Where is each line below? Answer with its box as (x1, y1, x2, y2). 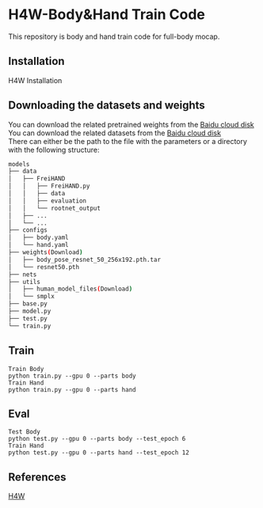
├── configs (8, 226, 48, 234)
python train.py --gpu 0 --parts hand (8, 385, 136, 393)
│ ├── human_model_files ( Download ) (8, 285, 133, 294)
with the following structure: (8, 145, 100, 154)
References (8, 470, 67, 483)
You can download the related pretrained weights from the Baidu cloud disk (8, 119, 255, 129)
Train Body (8, 365, 44, 373)
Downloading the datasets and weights (8, 99, 206, 112)
